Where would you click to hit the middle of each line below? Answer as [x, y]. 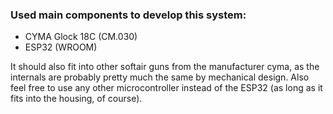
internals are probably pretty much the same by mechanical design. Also [160, 77]
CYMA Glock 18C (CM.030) [81, 37]
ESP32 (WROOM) [61, 47]
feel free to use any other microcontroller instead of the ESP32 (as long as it [166, 88]
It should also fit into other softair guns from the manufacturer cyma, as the [165, 67]
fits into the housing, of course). [76, 99]
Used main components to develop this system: [128, 15]
